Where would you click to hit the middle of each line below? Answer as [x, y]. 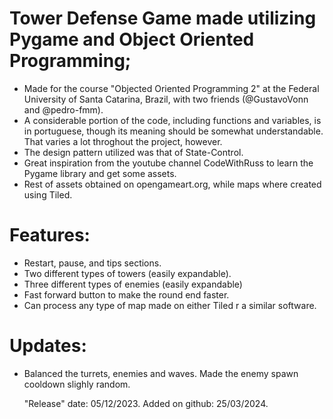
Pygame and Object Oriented [132, 39]
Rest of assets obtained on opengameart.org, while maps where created [172, 184]
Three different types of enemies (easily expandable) [133, 284]
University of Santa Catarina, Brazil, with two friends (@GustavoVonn [166, 99]
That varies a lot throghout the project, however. [123, 141]
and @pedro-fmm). [63, 109]
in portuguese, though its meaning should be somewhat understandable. [173, 131]
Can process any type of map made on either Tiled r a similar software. [170, 305]
